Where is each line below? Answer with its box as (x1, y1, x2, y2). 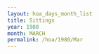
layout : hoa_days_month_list (7, 10, 93, 18)
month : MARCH (7, 29, 46, 37)
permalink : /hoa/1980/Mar (7, 36, 83, 43)
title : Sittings (7, 17, 55, 24)
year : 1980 (7, 23, 39, 30)
